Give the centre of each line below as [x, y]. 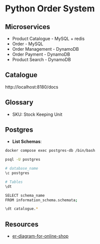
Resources [22, 224]
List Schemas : [27, 141]
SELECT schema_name [25, 195]
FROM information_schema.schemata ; [41, 200]
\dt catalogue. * [22, 209]
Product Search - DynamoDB [41, 59]
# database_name [22, 169]
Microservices [28, 27]
